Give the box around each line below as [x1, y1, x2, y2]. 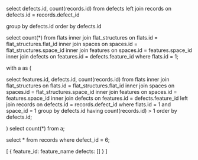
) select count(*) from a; [6, 125, 65, 132]
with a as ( [6, 64, 31, 71]
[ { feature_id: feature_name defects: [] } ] [6, 148, 108, 155]
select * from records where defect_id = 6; [6, 136, 111, 143]
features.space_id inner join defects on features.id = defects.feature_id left [6, 94, 188, 102]
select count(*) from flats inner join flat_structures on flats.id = [6, 34, 158, 41]
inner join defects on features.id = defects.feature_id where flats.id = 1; [6, 53, 178, 60]
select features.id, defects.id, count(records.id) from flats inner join [6, 76, 170, 83]
